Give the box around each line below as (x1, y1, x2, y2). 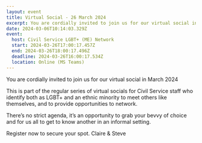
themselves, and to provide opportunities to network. (6, 100, 138, 107)
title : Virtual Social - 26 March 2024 (6, 14, 106, 20)
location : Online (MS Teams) (11, 59, 85, 65)
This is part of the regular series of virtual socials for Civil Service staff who (6, 87, 194, 94)
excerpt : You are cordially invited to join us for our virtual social (6, 20, 189, 26)
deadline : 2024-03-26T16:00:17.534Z (11, 53, 103, 59)
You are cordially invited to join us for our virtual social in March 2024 (6, 76, 179, 83)
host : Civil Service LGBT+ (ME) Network (11, 37, 114, 43)
